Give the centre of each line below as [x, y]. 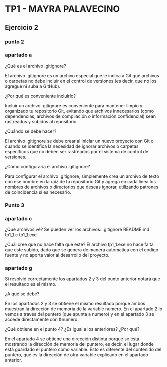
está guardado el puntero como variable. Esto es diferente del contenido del [83, 350]
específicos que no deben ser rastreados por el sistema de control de [77, 151]
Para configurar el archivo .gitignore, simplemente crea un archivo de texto [82, 176]
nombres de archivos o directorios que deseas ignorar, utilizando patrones [82, 187]
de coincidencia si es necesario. [38, 192]
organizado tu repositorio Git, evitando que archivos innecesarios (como [79, 111]
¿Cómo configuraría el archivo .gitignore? [48, 166]
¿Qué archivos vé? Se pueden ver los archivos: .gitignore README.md [77, 230]
